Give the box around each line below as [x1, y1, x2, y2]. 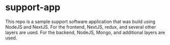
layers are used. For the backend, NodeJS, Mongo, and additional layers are [5, 29, 165, 35]
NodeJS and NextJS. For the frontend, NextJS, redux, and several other [5, 24, 156, 30]
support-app [5, 2, 60, 13]
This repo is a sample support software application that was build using [5, 18, 156, 25]
